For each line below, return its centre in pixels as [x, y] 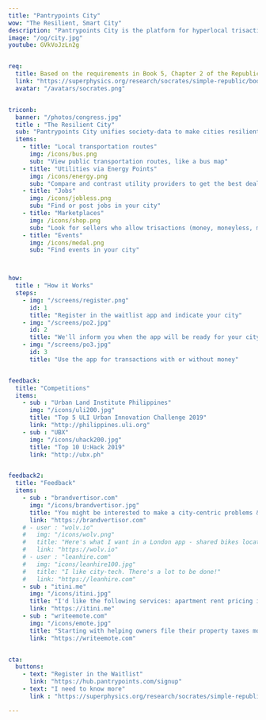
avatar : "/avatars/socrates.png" [70, 88]
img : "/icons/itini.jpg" [70, 594]
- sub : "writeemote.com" [65, 616]
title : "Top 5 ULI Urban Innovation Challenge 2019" [118, 418]
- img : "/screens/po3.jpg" [67, 345]
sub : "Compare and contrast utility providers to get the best [136, 183]
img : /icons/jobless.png [70, 198]
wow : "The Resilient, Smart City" [65, 23]
